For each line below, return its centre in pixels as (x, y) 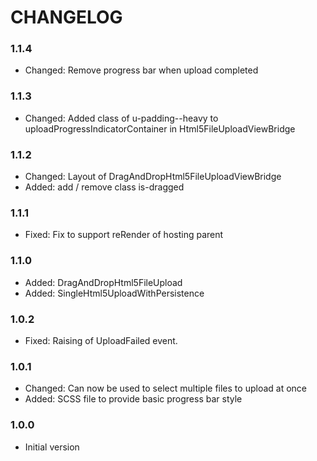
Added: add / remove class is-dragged (104, 187)
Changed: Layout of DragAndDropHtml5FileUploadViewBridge (153, 177)
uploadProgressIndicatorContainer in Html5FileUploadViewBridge (160, 128)
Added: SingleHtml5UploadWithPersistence (114, 293)
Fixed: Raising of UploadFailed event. (101, 340)
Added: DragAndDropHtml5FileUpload (103, 282)
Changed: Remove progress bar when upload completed (141, 70)
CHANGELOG (66, 17)
